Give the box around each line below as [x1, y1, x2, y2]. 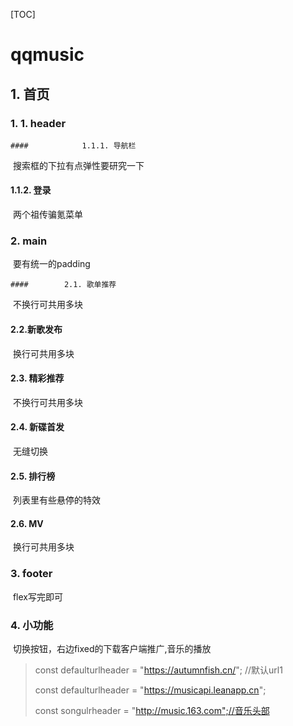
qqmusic [10, 44, 85, 66]
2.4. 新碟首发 [10, 421, 65, 433]
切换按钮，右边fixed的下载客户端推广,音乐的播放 [12, 642, 212, 654]
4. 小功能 [10, 618, 54, 632]
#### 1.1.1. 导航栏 [10, 140, 137, 151]
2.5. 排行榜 [10, 470, 56, 482]
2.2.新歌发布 [10, 323, 63, 335]
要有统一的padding [12, 258, 91, 270]
